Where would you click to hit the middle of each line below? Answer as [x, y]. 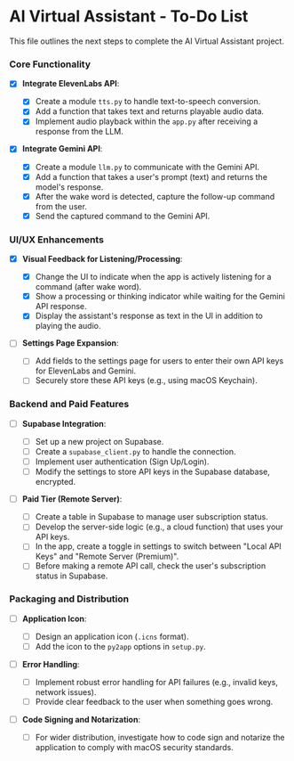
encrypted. [56, 482]
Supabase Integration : [64, 423]
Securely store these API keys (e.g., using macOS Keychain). [146, 380]
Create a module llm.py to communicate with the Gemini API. [147, 167]
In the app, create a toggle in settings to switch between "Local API [158, 546]
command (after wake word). [88, 287]
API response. [61, 307]
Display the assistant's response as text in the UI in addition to [149, 316]
